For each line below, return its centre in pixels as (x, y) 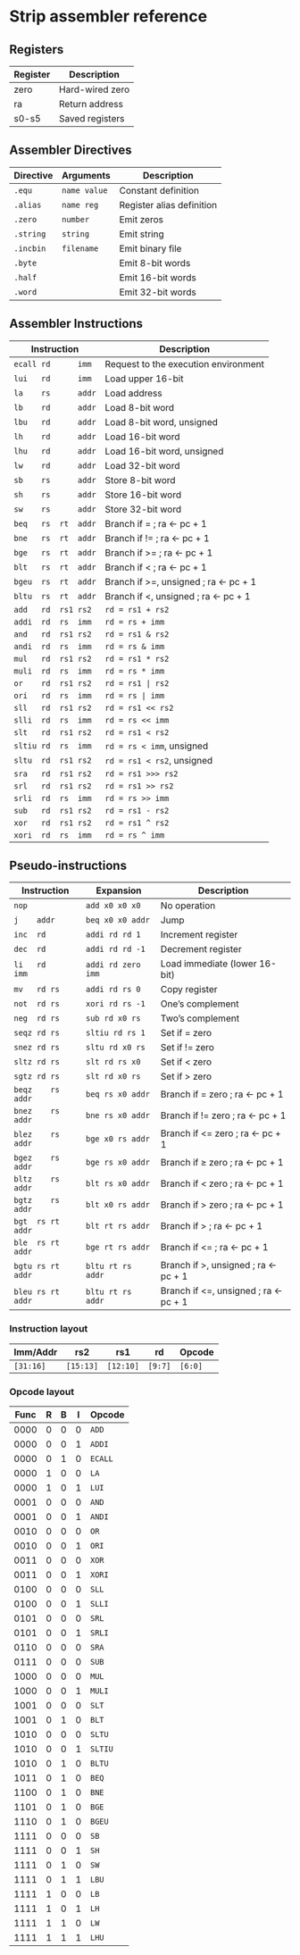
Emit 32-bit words (158, 292)
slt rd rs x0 (113, 1062)
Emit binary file (150, 248)
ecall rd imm (53, 364)
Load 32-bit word (142, 465)
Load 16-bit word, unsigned (164, 451)
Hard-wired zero (95, 89)
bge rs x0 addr (117, 1162)
